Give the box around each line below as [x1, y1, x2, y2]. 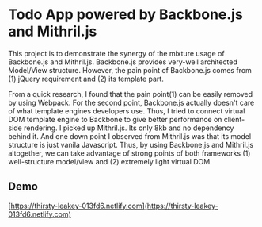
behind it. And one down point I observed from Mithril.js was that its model [8, 131, 252, 140]
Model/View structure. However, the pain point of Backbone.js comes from [8, 65, 252, 75]
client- [223, 114, 245, 124]
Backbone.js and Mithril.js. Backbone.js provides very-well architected [8, 57, 237, 67]
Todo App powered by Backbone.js [8, 6, 243, 24]
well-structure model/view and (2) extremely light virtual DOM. [8, 156, 212, 166]
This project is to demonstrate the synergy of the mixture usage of [8, 48, 225, 58]
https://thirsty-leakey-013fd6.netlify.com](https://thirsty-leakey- [10, 201, 219, 210]
